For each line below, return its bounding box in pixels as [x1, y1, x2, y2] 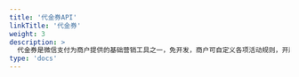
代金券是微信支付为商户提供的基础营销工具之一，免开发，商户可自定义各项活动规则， [17, 46, 282, 55]
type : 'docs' [9, 54, 58, 63]
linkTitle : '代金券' [9, 21, 82, 30]
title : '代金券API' [9, 12, 77, 22]
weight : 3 [9, 29, 46, 38]
